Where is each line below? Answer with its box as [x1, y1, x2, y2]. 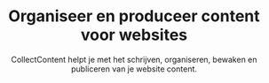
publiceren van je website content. [70, 64, 198, 74]
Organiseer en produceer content [8, 6, 260, 26]
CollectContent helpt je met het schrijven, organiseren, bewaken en [11, 54, 257, 64]
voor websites [80, 25, 188, 45]
